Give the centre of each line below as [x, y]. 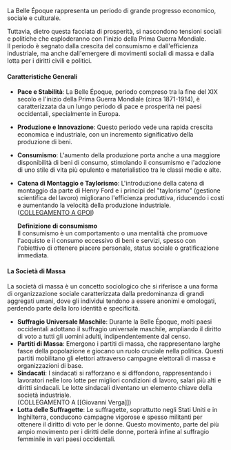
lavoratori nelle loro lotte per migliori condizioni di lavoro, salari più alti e [119, 380]
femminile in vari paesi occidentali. [66, 439]
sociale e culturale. [34, 18]
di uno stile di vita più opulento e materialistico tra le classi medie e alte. [119, 170]
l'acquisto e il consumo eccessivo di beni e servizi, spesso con [107, 241]
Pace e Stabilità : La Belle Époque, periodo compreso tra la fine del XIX [118, 92]
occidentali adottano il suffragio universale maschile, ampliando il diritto [119, 329]
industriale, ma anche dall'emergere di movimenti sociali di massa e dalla [111, 53]
